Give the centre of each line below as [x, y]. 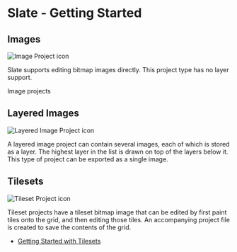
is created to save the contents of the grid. [69, 227]
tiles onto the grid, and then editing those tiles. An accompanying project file [118, 219]
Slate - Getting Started [75, 13]
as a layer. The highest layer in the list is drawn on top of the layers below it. [118, 151]
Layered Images [44, 114]
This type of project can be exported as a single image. [88, 159]
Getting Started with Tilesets [59, 241]
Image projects [29, 91]
